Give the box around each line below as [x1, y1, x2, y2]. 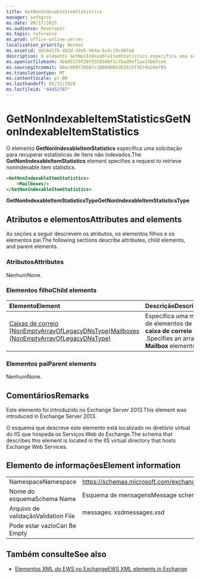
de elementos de [145, 319, 192, 327]
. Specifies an [145, 334, 182, 342]
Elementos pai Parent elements [6, 359, 97, 368]
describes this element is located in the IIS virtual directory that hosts [6, 436, 176, 444]
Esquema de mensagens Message [82, 491, 177, 499]
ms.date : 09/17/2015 [6, 20, 58, 26]
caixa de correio [145, 327, 192, 335]
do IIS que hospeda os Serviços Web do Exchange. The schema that [6, 431, 173, 438]
